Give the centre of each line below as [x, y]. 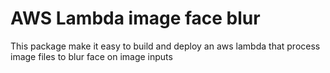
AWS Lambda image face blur [135, 18]
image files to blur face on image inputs [91, 56]
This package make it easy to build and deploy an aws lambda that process [165, 46]
